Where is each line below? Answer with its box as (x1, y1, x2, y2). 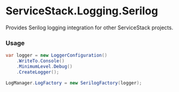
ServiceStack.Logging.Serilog (5, 4, 159, 18)
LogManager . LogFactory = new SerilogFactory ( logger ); (5, 79, 143, 86)
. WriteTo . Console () (16, 58, 65, 64)
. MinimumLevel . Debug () (16, 63, 73, 69)
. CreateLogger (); (16, 69, 60, 75)
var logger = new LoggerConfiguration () (5, 53, 108, 59)
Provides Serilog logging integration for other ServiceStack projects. (5, 24, 174, 31)
